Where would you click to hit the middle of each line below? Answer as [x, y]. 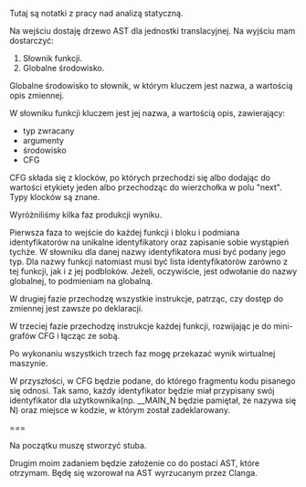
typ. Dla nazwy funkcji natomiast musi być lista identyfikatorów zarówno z [149, 261]
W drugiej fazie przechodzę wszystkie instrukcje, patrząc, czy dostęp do [147, 299]
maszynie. [29, 363]
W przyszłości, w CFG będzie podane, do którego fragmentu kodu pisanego [153, 381]
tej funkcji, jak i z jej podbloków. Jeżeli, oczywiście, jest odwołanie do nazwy [153, 271]
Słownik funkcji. [52, 58]
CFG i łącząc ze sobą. [79, 336]
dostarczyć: [32, 41]
